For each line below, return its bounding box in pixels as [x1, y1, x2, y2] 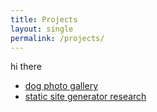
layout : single [10, 24, 74, 34]
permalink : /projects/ [10, 33, 105, 43]
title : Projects [10, 14, 78, 25]
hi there [10, 61, 42, 73]
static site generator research [24, 91, 147, 103]
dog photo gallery [24, 80, 99, 92]
